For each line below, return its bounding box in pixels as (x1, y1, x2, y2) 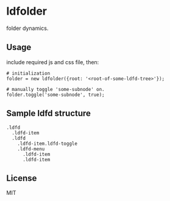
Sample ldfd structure (6, 108, 91, 119)
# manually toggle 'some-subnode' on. (6, 86, 105, 92)
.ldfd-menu (17, 145, 45, 152)
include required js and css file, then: (6, 58, 99, 65)
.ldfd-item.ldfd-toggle (17, 141, 78, 147)
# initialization (6, 70, 51, 76)
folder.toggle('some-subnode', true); (6, 92, 105, 98)
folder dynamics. (6, 24, 49, 32)
